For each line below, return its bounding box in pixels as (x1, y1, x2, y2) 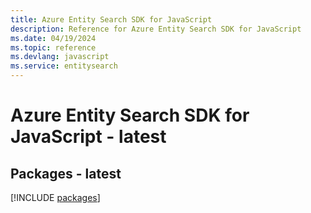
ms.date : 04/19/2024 (10, 33, 97, 43)
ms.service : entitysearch (10, 61, 118, 71)
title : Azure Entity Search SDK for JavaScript (10, 14, 213, 25)
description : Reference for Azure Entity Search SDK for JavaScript (10, 24, 302, 34)
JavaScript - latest (10, 126, 167, 148)
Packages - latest (10, 165, 122, 182)
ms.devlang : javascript (10, 52, 110, 62)
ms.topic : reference (10, 42, 97, 53)
